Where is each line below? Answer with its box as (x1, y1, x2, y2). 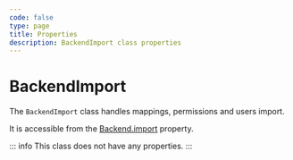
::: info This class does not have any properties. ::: (9, 140, 193, 152)
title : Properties (9, 29, 78, 38)
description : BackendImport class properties (9, 38, 181, 47)
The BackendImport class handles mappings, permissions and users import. (9, 106, 285, 117)
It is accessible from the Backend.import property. (9, 123, 194, 134)
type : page (9, 21, 50, 30)
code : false (9, 13, 54, 22)
